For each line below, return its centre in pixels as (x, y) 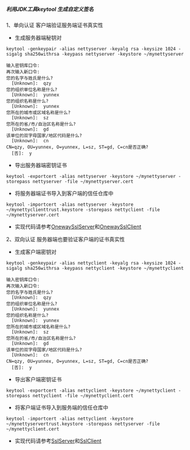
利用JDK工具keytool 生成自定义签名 (50, 9)
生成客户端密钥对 (36, 251)
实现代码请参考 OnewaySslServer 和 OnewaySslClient (78, 226)
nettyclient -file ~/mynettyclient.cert (83, 395)
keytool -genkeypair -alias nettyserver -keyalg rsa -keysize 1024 (91, 49)
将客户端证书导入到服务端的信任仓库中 (61, 407)
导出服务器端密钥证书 (41, 165)
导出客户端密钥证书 (38, 379)
